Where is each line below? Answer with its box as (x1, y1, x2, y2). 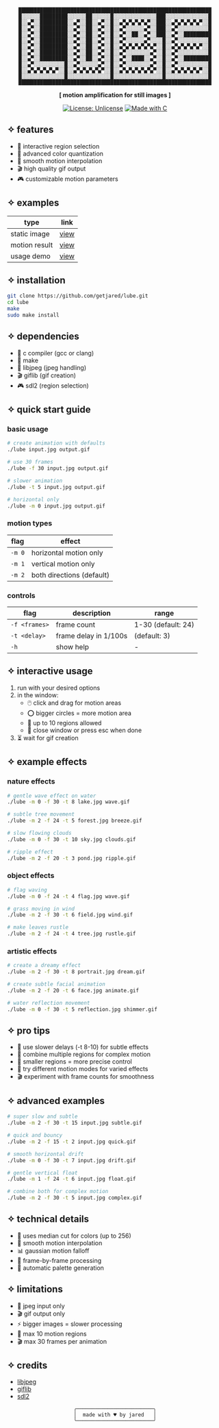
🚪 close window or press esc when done (27, 726, 142, 734)
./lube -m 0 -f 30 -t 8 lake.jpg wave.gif (7, 799, 130, 805)
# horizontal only (7, 496, 60, 503)
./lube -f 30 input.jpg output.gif (7, 465, 109, 472)
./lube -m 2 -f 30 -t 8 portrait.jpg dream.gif (7, 968, 146, 975)
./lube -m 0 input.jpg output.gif (7, 502, 106, 510)
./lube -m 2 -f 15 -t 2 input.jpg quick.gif (7, 1138, 136, 1145)
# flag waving (7, 886, 48, 893)
